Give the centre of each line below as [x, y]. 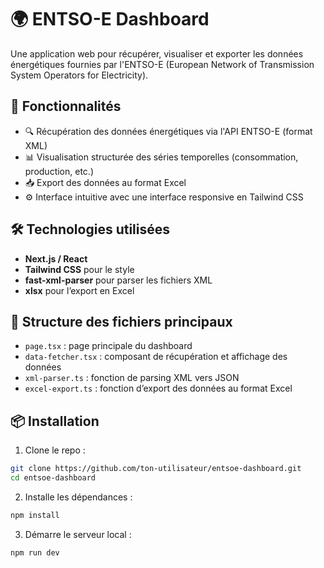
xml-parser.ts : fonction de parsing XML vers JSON [132, 378]
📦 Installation [55, 421]
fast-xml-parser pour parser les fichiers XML [118, 280]
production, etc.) [59, 171]
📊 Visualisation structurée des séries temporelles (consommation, [161, 157]
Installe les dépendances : [78, 497]
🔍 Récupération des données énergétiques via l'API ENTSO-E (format [168, 131]
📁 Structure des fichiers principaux [121, 321]
